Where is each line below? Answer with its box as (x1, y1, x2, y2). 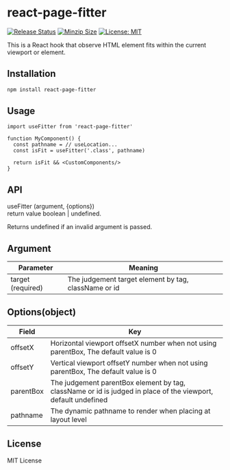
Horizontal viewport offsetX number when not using (50, 338, 217, 348)
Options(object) (7, 307, 77, 318)
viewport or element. (7, 48, 66, 56)
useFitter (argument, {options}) (7, 202, 94, 211)
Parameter (18, 263, 53, 272)
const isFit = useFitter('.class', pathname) (13, 148, 146, 154)
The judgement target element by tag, (67, 274, 189, 284)
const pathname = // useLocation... (13, 141, 118, 148)
